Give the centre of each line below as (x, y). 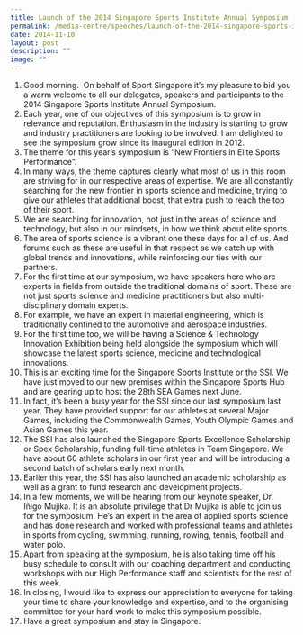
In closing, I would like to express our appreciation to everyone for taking (158, 592)
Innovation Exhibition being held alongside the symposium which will (150, 344)
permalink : (31, 26)
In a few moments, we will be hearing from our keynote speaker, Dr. (148, 497)
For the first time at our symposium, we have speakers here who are (150, 277)
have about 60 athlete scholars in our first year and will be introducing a (156, 458)
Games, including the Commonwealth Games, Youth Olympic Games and (158, 420)
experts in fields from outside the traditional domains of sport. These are (157, 286)
